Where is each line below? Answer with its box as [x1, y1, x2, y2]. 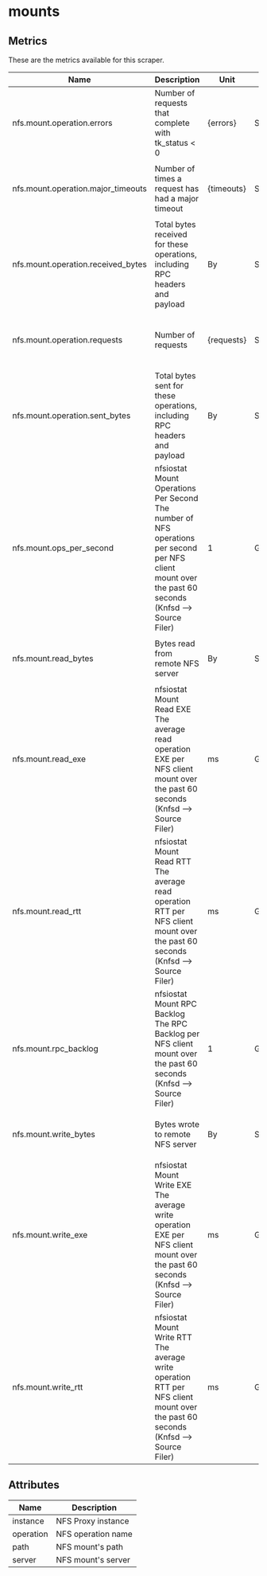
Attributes [8, 1478, 60, 1492]
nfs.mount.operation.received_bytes [12, 259, 147, 269]
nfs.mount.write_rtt [12, 1382, 83, 1392]
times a [154, 174, 182, 184]
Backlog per [154, 1028, 200, 1039]
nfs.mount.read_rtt [12, 906, 82, 917]
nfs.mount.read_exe [12, 753, 86, 765]
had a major [154, 194, 199, 204]
